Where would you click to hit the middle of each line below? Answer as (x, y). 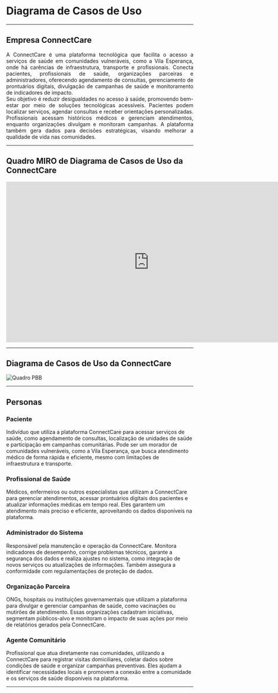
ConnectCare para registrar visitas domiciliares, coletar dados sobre (90, 660)
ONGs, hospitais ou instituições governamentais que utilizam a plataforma (97, 599)
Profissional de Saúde (39, 479)
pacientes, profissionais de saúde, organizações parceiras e (100, 73)
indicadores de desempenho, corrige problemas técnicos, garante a (89, 552)
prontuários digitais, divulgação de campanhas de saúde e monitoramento (100, 86)
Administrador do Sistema (45, 533)
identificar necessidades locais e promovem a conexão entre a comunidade (99, 672)
